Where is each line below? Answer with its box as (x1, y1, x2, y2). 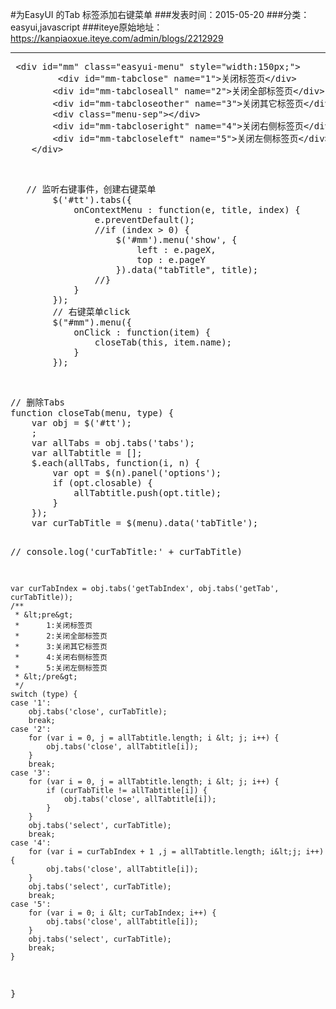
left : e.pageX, (136, 244, 217, 255)
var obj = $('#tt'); (31, 418, 132, 428)
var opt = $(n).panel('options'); (52, 468, 222, 478)
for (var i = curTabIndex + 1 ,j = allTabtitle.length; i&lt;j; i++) (28, 847, 325, 857)
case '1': (10, 698, 52, 708)
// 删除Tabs (10, 397, 66, 408)
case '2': (10, 724, 52, 734)
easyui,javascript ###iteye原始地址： (10, 21, 163, 33)
